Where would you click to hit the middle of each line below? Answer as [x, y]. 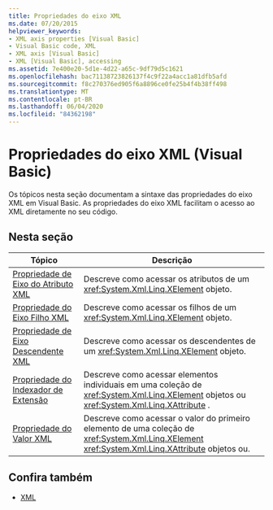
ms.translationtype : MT [49, 92]
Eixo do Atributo [43, 284]
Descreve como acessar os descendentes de [170, 341]
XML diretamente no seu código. [63, 211]
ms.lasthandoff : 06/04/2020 [56, 107]
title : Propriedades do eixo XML [65, 16]
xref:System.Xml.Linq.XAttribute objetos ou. [167, 448]
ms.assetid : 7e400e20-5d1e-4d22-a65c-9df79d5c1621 [96, 69]
